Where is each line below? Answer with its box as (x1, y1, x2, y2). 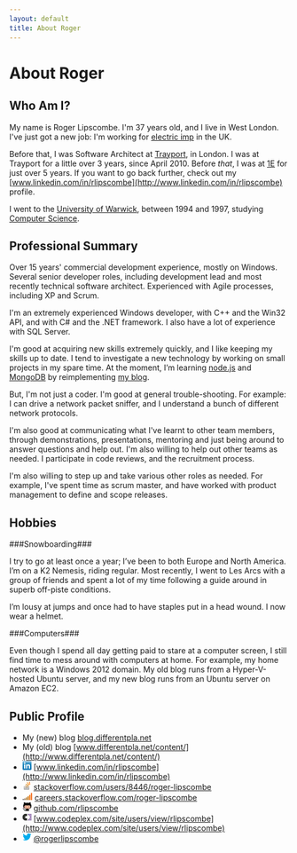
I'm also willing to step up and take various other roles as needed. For (9, 470, 263, 481)
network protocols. (9, 408, 78, 419)
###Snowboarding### (9, 539, 92, 549)
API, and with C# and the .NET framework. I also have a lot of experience (9, 317, 276, 328)
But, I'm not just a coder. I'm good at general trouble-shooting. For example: (9, 389, 286, 399)
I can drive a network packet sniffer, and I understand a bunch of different (9, 399, 279, 409)
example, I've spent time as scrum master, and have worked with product (9, 480, 277, 491)
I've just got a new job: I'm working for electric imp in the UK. (9, 131, 232, 142)
